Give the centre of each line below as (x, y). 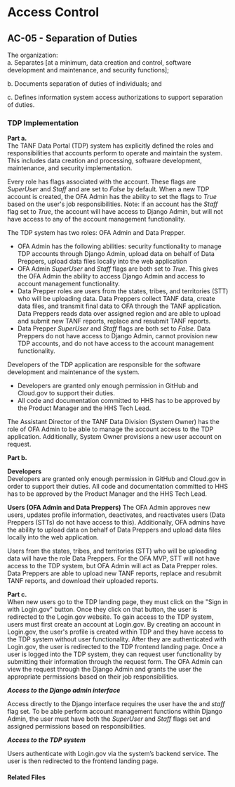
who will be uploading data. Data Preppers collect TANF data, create (116, 299)
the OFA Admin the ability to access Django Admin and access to (111, 276)
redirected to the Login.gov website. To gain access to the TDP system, (110, 617)
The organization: (33, 55)
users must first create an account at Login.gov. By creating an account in (114, 625)
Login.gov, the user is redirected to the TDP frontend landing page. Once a (115, 647)
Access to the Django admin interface (64, 691)
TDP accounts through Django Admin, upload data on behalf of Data (116, 254)
